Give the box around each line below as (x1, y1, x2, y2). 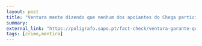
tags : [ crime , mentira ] (6, 31, 63, 37)
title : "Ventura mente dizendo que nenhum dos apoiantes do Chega (6, 14, 176, 20)
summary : (6, 20, 28, 26)
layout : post (6, 8, 39, 15)
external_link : (6, 25, 44, 32)
